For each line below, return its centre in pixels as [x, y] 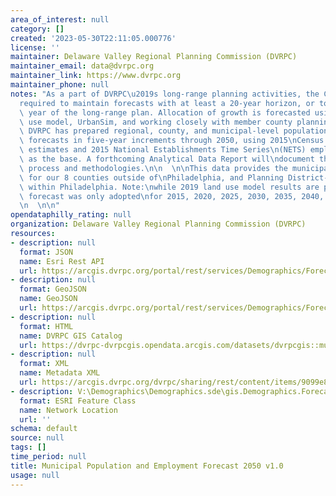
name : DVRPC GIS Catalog [71, 336]
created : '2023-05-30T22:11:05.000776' [93, 38]
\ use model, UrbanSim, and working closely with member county [156, 122]
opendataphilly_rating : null [71, 215]
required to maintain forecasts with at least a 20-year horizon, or [167, 103]
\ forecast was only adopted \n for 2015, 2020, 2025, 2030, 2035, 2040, [172, 196]
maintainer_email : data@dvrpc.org [82, 66]
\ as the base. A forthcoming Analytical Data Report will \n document [167, 159]
